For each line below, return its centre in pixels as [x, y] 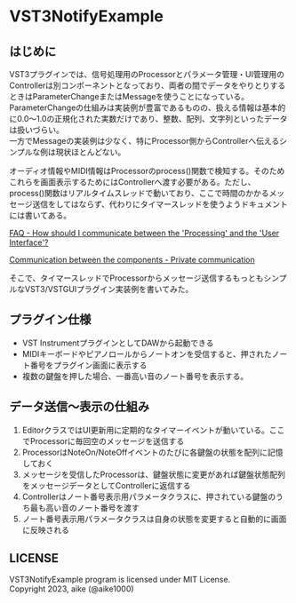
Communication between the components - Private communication [132, 260]
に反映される [45, 529]
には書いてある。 [40, 215]
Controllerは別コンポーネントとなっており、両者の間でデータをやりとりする [148, 85]
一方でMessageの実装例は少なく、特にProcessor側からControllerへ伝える [144, 141]
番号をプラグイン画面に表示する [88, 365]
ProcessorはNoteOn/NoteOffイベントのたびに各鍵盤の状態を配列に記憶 [152, 452]
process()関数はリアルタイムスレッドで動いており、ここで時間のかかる [139, 193]
